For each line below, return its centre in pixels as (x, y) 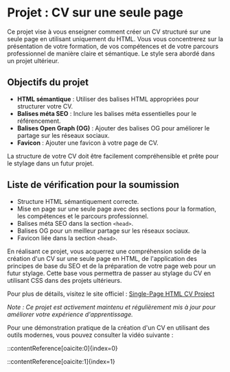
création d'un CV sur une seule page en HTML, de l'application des (102, 258)
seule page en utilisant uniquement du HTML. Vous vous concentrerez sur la (115, 38)
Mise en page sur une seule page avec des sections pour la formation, (117, 209)
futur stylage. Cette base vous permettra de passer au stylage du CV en (109, 273)
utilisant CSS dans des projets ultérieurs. (65, 280)
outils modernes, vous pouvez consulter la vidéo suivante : (90, 335)
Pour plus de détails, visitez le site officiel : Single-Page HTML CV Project (111, 294)
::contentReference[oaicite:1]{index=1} (61, 361)
